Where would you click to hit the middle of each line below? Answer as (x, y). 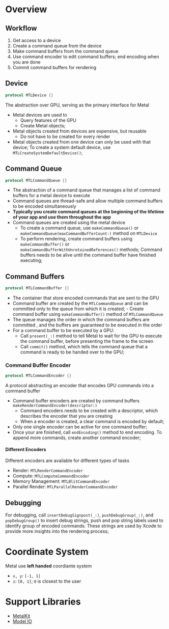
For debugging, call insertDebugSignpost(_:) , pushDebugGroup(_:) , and (79, 515)
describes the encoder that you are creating (66, 416)
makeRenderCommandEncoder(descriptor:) (55, 406)
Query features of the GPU (48, 120)
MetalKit (21, 616)
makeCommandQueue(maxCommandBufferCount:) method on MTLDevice (89, 233)
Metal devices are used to (40, 115)
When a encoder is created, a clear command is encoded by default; (92, 422)
